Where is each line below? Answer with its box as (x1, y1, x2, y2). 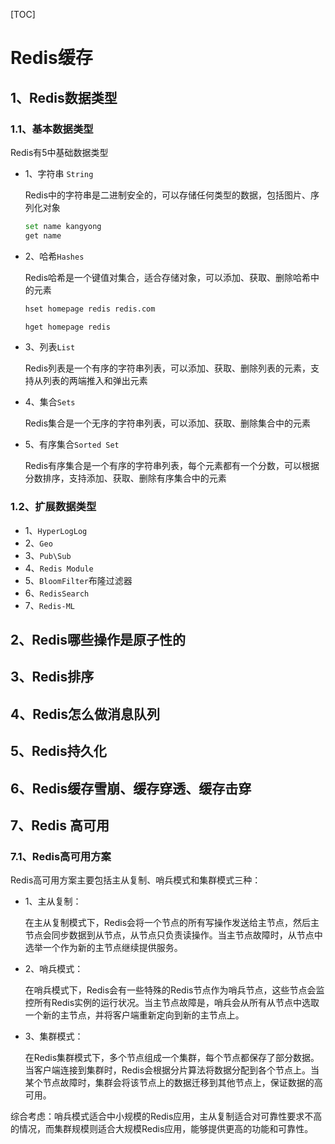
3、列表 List (24, 341, 76, 353)
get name (24, 230, 62, 241)
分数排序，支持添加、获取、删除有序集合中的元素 (24, 472, 227, 484)
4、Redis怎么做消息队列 (10, 705, 160, 723)
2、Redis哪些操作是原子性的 (10, 632, 186, 649)
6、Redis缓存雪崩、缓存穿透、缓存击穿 (10, 780, 252, 797)
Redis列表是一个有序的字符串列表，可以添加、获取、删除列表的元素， (24, 362, 312, 374)
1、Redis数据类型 (10, 89, 118, 106)
